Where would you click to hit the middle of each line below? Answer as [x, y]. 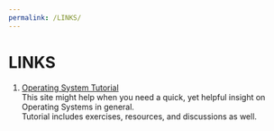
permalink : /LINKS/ [45, 18]
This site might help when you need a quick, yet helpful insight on [143, 97]
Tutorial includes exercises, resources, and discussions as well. [139, 116]
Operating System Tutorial [70, 88]
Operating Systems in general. [78, 107]
